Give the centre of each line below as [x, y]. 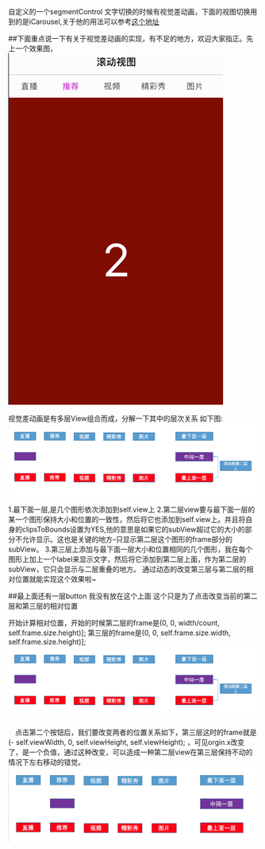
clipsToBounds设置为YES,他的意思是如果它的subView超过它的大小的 [133, 530]
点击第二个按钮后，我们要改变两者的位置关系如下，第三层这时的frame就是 [136, 732]
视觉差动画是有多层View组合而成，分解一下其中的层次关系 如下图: [116, 419]
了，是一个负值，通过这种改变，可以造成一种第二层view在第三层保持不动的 [131, 752]
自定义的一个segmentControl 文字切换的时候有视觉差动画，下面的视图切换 [129, 12]
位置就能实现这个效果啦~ [56, 579]
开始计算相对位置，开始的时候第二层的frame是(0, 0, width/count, [114, 623]
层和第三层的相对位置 [43, 606]
